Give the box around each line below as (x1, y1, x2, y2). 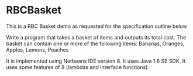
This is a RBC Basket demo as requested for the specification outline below (6, 23, 187, 30)
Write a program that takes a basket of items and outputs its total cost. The (6, 34, 187, 41)
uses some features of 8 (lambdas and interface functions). (6, 63, 149, 70)
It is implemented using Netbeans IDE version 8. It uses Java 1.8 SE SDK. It (6, 57, 186, 64)
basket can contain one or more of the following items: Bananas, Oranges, (6, 40, 185, 47)
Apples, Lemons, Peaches (6, 46, 69, 53)
